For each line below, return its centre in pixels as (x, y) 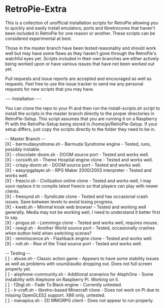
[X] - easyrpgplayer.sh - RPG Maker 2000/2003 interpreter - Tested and (78, 170)
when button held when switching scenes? (49, 233)
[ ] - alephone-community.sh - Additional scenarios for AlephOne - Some (79, 274)
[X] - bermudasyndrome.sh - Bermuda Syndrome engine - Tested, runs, (78, 144)
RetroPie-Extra (36, 9)
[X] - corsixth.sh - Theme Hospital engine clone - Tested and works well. (79, 159)
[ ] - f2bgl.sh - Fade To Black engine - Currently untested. (64, 284)
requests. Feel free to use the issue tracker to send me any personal (74, 84)
